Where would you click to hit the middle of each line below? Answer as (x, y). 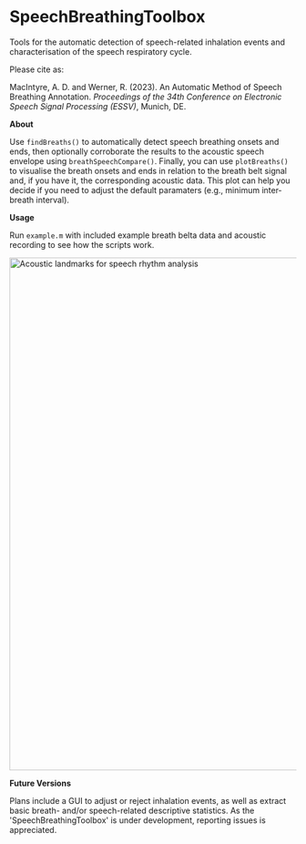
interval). (53, 200)
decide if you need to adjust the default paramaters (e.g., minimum (135, 190)
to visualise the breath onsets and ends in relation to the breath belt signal (148, 170)
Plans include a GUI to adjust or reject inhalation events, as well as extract (148, 800)
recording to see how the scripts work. (82, 244)
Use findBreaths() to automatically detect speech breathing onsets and (144, 141)
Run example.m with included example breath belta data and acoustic (138, 235)
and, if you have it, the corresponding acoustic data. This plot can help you (150, 180)
